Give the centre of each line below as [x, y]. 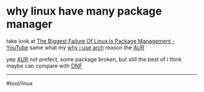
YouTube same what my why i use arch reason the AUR [75, 48]
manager [29, 24]
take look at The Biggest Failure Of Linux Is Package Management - [90, 41]
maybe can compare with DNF [44, 66]
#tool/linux [20, 83]
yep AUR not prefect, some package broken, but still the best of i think [94, 59]
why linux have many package [84, 11]
